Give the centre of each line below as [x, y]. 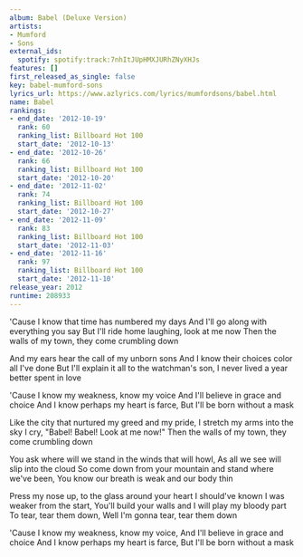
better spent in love [45, 378]
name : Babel [32, 102]
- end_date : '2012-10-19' [58, 119]
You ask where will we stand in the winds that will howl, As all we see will [146, 459]
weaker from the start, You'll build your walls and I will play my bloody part [148, 505]
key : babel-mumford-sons [56, 85]
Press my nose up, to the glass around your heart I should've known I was [147, 495]
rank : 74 [34, 195]
